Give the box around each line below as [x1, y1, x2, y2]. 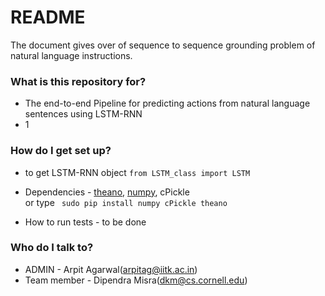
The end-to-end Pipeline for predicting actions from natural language [24, 97, 311, 110]
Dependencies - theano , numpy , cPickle [24, 186, 190, 198]
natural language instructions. [10, 49, 133, 61]
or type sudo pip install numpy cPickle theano [24, 196, 228, 208]
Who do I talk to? [10, 241, 94, 255]
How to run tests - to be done [24, 216, 147, 228]
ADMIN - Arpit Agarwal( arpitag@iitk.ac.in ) [24, 263, 198, 275]
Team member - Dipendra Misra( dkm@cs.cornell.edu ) [24, 274, 248, 286]
